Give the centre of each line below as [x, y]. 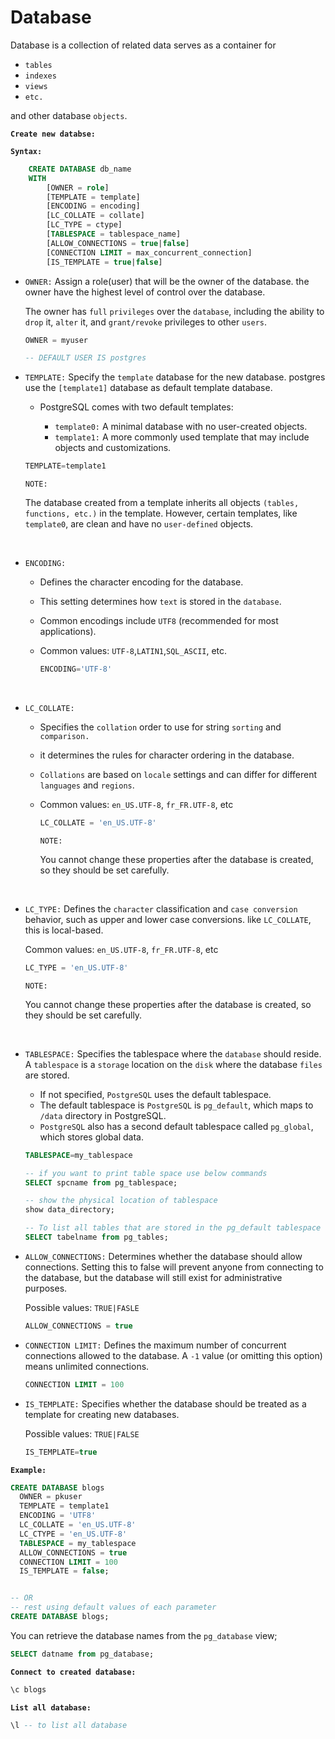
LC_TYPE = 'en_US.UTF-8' [76, 967]
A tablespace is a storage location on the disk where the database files [173, 1064]
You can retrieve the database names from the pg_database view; [144, 1635]
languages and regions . [87, 785]
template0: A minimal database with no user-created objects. [181, 427]
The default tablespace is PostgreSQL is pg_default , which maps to [176, 1105]
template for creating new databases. [102, 1414]
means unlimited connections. [87, 1366]
